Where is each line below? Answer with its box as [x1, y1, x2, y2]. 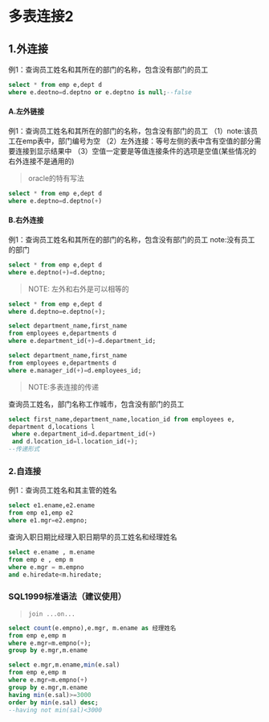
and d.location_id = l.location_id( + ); [11, 438, 138, 446]
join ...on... [27, 609, 75, 618]
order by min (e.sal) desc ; [8, 698, 99, 707]
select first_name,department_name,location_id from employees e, [8, 415, 235, 423]
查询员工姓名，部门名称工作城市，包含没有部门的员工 [8, 399, 185, 409]
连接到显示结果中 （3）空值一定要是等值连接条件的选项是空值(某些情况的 [14, 146, 257, 155]
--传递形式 [8, 445, 40, 453]
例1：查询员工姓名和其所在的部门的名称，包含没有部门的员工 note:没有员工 [8, 234, 255, 244]
